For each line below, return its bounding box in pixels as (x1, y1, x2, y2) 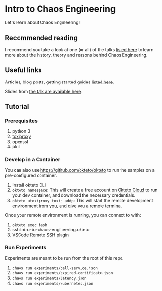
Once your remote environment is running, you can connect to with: (5, 212, 141, 218)
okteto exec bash (12, 222, 48, 228)
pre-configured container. (5, 172, 57, 178)
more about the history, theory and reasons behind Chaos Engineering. (5, 52, 148, 58)
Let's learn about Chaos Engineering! (5, 20, 80, 25)
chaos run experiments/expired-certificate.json (12, 270, 113, 275)
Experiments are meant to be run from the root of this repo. (5, 255, 124, 261)
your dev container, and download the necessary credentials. (12, 192, 136, 198)
